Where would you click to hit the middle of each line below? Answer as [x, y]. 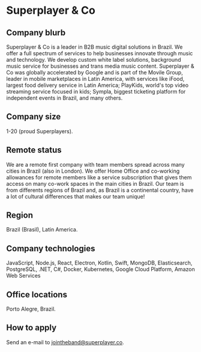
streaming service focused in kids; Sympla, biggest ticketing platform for [96, 91]
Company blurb [36, 33]
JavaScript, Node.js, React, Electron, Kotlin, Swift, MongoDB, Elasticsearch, [99, 263]
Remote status [34, 150]
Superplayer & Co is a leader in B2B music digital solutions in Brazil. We [94, 47]
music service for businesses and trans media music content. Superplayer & [100, 66]
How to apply [31, 328]
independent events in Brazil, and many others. [64, 98]
